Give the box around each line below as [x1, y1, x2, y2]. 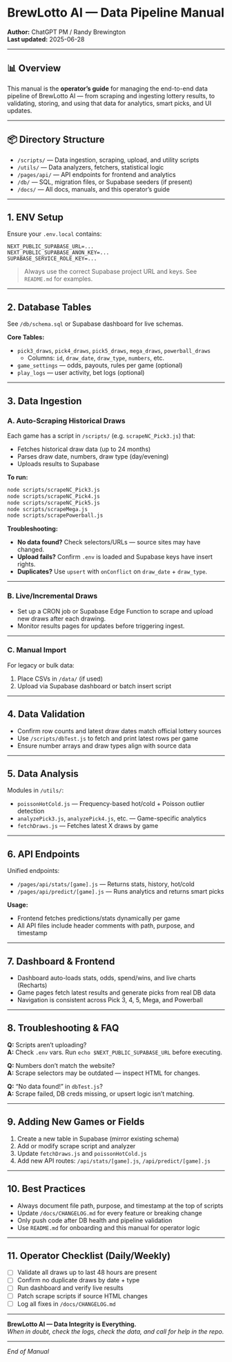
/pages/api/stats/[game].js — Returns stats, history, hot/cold [17, 880, 195, 888]
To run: [7, 472, 28, 481]
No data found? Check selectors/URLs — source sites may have [17, 538, 201, 546]
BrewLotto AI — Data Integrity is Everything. [7, 1320, 137, 1328]
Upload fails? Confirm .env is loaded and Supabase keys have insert [17, 553, 213, 561]
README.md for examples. [23, 275, 93, 283]
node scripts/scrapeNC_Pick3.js [7, 486, 100, 493]
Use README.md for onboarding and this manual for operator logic [17, 1223, 200, 1232]
